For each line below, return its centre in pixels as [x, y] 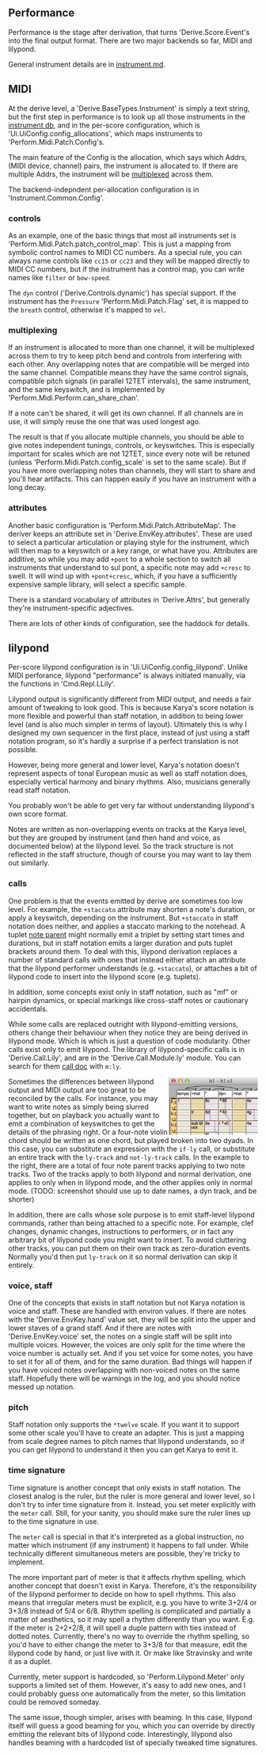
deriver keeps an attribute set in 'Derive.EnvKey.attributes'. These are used [130, 534]
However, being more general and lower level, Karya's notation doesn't [124, 765]
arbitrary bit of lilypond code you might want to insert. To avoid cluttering [127, 1240]
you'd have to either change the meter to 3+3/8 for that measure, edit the [128, 1644]
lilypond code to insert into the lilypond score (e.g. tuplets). [104, 976]
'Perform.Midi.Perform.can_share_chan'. [74, 398]
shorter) [21, 1199]
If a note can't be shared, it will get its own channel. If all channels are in [126, 413]
